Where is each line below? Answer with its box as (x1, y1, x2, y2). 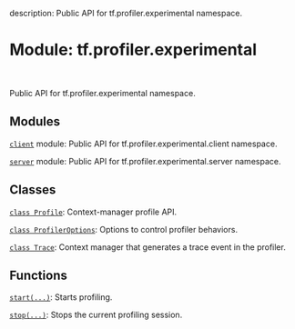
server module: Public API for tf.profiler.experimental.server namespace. (9, 155, 281, 166)
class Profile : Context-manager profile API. (9, 206, 178, 217)
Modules (9, 114, 61, 130)
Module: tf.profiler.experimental (9, 40, 258, 60)
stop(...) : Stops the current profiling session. (9, 309, 183, 321)
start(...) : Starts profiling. (9, 292, 113, 303)
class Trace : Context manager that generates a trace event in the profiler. (9, 241, 287, 253)
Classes (9, 182, 56, 198)
